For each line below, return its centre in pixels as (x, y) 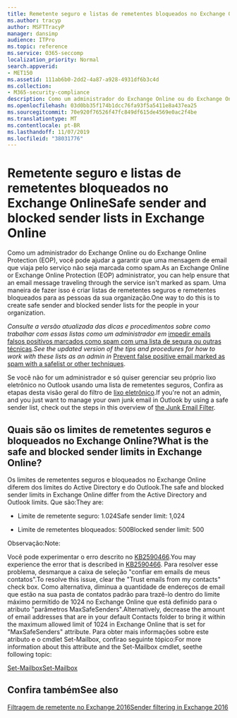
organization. (26, 313)
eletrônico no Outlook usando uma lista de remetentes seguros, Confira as (115, 385)
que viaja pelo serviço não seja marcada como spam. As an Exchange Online (118, 268)
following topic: (30, 654)
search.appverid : (33, 66)
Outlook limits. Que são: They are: (56, 502)
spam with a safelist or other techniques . (66, 364)
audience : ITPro (31, 40)
